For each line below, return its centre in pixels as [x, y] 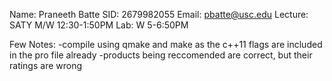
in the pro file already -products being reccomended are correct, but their [161, 55]
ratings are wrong [46, 65]
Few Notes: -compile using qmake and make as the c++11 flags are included [166, 44]
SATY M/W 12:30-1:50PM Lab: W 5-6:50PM [99, 25]
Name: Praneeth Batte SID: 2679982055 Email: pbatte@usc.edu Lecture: [159, 14]
